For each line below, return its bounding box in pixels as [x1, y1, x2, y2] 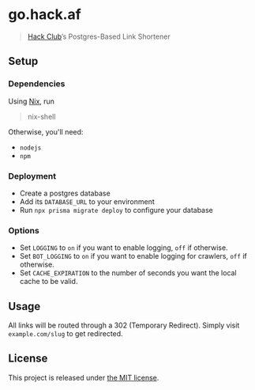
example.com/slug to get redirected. [8, 329, 124, 339]
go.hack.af [8, 6, 81, 24]
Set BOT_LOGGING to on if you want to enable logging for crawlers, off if [19, 252, 247, 261]
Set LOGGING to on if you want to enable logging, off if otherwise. [19, 243, 228, 252]
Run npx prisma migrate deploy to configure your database [19, 205, 213, 214]
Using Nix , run [8, 97, 55, 106]
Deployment [8, 170, 57, 181]
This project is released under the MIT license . [8, 373, 159, 382]
